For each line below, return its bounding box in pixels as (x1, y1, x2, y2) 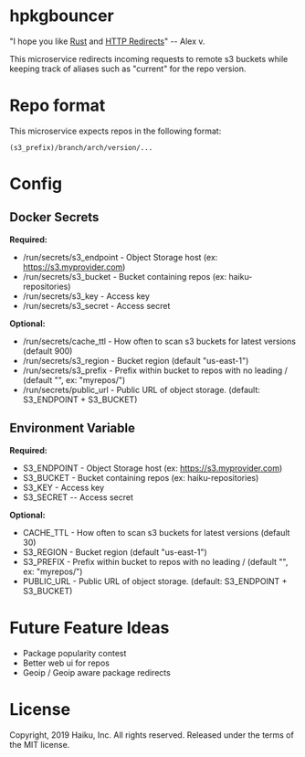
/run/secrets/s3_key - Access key (22, 290, 151, 302)
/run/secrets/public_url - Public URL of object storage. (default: (22, 384, 260, 395)
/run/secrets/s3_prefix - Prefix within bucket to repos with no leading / (22, 365, 288, 376)
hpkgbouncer (9, 5, 114, 27)
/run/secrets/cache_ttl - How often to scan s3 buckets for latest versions (22, 336, 297, 347)
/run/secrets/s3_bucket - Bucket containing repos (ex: (22, 271, 226, 282)
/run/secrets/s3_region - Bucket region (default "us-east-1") (22, 355, 249, 366)
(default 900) (22, 345, 73, 357)
